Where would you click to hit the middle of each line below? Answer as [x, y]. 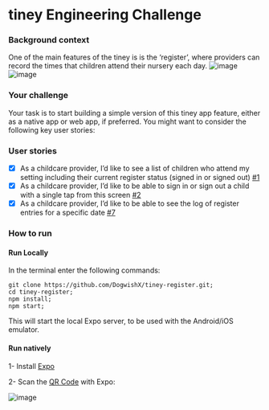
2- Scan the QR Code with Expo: [62, 381]
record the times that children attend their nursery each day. [108, 66]
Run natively [30, 348]
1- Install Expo [31, 366]
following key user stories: [52, 129]
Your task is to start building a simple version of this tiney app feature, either [134, 113]
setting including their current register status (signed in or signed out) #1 [140, 178]
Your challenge [39, 96]
